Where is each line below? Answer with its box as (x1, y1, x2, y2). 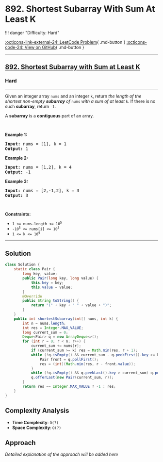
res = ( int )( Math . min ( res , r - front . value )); (39, 362, 136, 366)
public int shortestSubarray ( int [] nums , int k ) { (14, 316, 118, 321)
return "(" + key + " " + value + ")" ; (31, 303, 112, 308)
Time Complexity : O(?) (12, 419, 59, 425)
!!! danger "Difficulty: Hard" (5, 30, 60, 35)
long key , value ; (22, 271, 57, 276)
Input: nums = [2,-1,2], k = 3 (5, 188, 80, 193)
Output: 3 (5, 193, 28, 198)
